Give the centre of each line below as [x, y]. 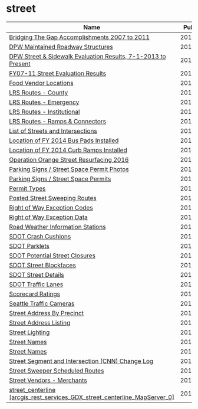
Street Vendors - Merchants [48, 380]
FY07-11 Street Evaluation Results [58, 73]
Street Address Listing [40, 322]
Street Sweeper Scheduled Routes [57, 371]
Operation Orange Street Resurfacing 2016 [69, 159]
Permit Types [27, 188]
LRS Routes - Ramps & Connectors [57, 121]
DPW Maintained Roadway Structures [61, 47]
